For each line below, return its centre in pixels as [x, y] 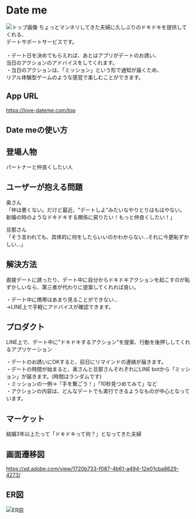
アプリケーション [32, 350]
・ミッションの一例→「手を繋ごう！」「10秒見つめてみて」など [82, 384]
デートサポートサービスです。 [42, 42]
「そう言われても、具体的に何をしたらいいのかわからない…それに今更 [90, 237]
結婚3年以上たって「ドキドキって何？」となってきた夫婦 [74, 434]
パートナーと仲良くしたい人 [39, 167]
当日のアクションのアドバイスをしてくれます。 [62, 63]
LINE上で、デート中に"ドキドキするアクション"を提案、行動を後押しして [93, 342]
